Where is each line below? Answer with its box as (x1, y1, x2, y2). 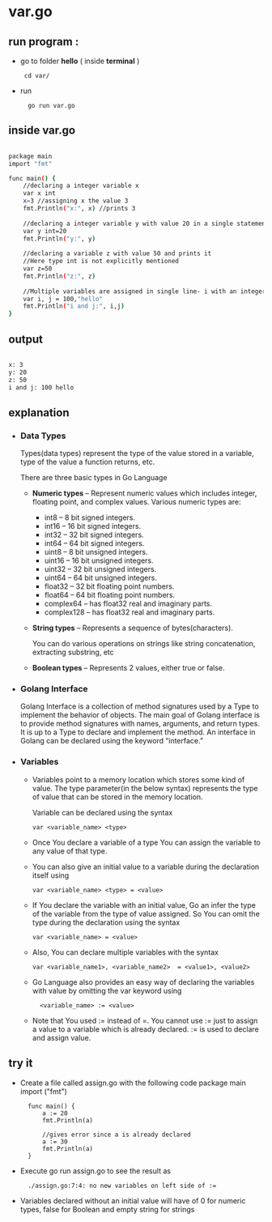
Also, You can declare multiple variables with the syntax (32, 947, 219, 957)
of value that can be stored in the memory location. (32, 792, 203, 802)
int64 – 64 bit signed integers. (44, 539, 145, 548)
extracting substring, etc (32, 647, 115, 658)
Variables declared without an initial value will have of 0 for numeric (19, 1195, 246, 1205)
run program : (8, 35, 79, 49)
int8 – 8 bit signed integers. (44, 513, 136, 522)
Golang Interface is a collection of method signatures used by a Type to (19, 701, 259, 711)
